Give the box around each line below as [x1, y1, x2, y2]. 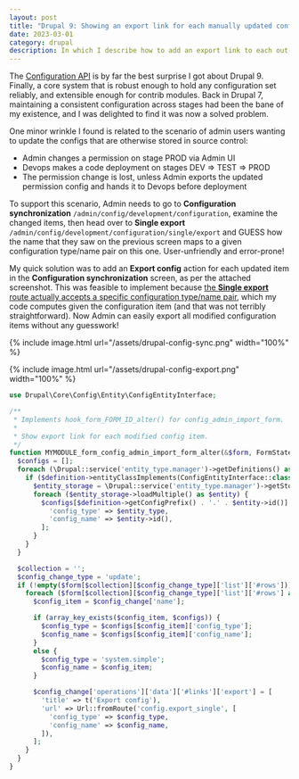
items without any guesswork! [9, 320, 119, 331]
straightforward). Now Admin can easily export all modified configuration [9, 311, 277, 321]
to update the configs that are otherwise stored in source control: [9, 136, 248, 146]
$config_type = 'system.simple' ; [41, 655, 166, 664]
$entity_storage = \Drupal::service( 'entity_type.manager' [32, 481, 256, 491]
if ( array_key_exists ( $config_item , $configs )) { [32, 613, 221, 623]
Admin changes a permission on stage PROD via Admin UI [21, 153, 236, 163]
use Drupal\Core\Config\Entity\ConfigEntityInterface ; [9, 391, 217, 400]
